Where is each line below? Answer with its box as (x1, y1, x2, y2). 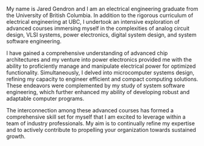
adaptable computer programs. (6, 95, 85, 102)
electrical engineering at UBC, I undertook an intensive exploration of (6, 18, 180, 25)
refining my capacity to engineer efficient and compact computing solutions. (6, 76, 199, 82)
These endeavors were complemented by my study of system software (6, 82, 186, 89)
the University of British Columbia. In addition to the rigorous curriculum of (6, 12, 194, 19)
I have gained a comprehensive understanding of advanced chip (6, 49, 168, 57)
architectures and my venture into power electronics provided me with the (6, 56, 192, 63)
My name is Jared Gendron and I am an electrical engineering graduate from (6, 5, 199, 12)
